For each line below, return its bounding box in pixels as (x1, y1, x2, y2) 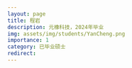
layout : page (7, 10, 46, 18)
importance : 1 (7, 37, 50, 44)
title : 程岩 (7, 17, 40, 24)
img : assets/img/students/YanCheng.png (7, 30, 126, 38)
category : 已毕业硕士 (7, 43, 66, 50)
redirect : (7, 50, 37, 57)
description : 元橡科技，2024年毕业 (7, 23, 104, 30)
